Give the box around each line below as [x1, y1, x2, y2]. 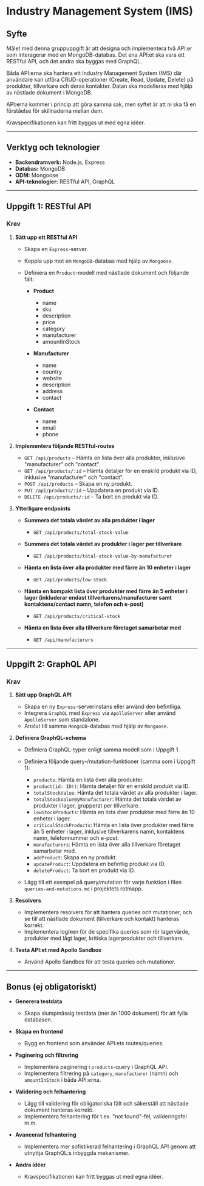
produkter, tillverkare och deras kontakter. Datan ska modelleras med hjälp [6, 82, 193, 90]
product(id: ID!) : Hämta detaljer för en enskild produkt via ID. [33, 783, 190, 790]
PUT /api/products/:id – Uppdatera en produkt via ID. [24, 486, 160, 494]
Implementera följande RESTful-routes [15, 442, 115, 449]
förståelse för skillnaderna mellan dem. [6, 107, 104, 114]
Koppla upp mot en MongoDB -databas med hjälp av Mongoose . [24, 257, 173, 265]
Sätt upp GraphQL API [15, 691, 72, 698]
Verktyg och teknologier [6, 142, 100, 153]
